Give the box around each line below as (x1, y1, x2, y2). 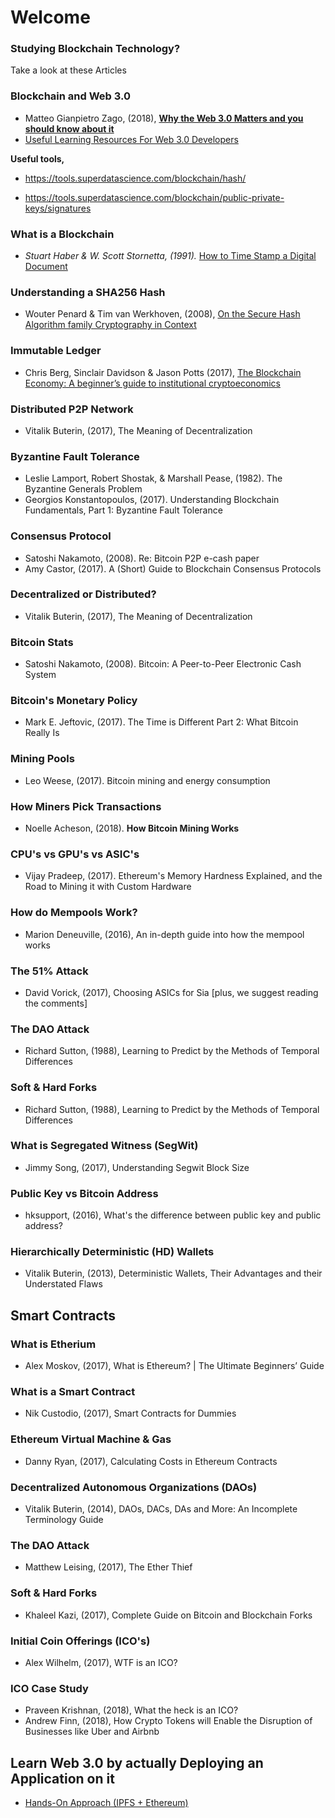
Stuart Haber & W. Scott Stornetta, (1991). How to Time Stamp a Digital (24, 250, 317, 262)
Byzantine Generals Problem (24, 483, 143, 495)
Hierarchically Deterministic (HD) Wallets (10, 1245, 215, 1259)
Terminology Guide (24, 1514, 104, 1525)
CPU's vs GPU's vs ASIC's (10, 847, 140, 861)
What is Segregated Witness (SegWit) (10, 1139, 199, 1153)
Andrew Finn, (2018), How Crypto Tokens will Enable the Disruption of (24, 1715, 313, 1727)
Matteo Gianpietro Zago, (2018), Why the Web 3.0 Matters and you (24, 112, 304, 124)
